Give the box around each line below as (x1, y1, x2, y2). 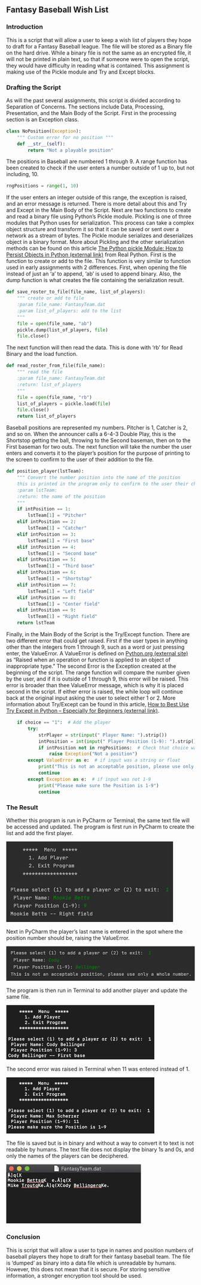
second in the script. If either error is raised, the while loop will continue (6, 688, 184, 696)
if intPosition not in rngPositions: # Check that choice (38, 745, 188, 751)
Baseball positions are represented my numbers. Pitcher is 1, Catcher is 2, (6, 424, 188, 431)
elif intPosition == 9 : (17, 607, 77, 613)
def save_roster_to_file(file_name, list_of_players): (6, 289, 146, 295)
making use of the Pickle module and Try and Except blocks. (6, 68, 156, 75)
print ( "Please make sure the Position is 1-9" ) (38, 782, 160, 788)
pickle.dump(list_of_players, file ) (17, 326, 109, 333)
